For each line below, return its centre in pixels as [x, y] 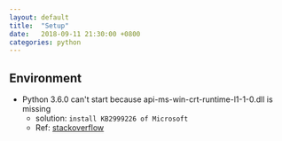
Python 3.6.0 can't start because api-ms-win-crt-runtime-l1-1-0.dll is [147, 99]
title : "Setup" [39, 26]
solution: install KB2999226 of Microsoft [112, 118]
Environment [46, 78]
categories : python [45, 42]
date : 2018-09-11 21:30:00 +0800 [75, 34]
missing [36, 109]
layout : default [39, 17]
